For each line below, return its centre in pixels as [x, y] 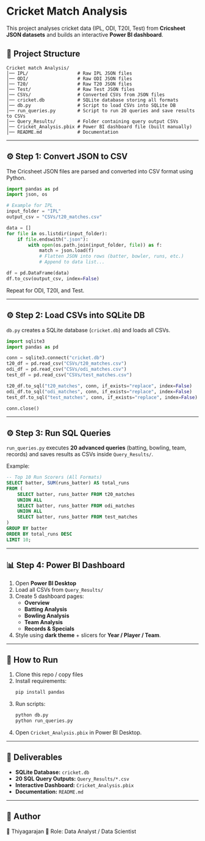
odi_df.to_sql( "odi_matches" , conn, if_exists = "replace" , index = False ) [99, 391]
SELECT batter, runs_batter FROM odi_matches [76, 506]
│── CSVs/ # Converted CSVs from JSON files [86, 95]
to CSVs [16, 116]
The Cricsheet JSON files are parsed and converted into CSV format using [100, 171]
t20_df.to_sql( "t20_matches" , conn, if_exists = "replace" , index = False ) [99, 386]
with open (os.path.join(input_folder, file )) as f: [95, 245]
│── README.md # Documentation [63, 132]
